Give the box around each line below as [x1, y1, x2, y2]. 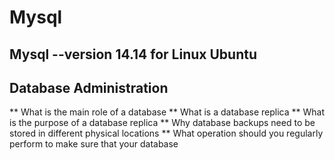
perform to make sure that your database [9, 138, 179, 150]
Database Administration [9, 79, 169, 96]
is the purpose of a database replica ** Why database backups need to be [9, 117, 316, 129]
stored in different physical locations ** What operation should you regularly [9, 127, 324, 140]
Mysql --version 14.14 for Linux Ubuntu [9, 46, 257, 63]
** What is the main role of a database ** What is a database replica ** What [9, 106, 325, 118]
